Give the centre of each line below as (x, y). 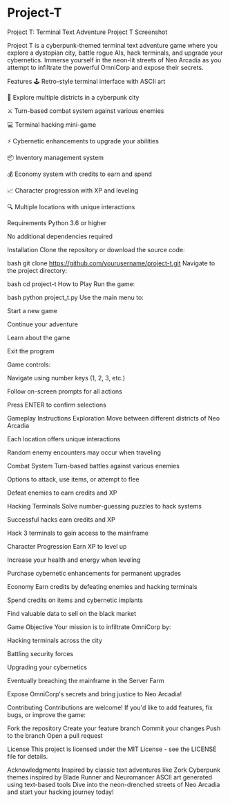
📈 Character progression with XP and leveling (73, 190)
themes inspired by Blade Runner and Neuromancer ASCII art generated (110, 777)
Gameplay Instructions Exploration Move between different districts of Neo (114, 418)
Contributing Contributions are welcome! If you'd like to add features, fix (110, 707)
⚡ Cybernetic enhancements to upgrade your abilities (83, 141)
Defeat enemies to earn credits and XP (62, 493)
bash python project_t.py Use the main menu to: (75, 297)
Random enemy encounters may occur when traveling (84, 452)
